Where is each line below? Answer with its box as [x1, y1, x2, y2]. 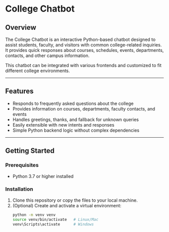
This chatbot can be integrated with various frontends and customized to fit [5, 63, 162, 68]
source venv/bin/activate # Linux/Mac [12, 217, 99, 222]
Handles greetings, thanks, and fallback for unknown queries [12, 117, 139, 123]
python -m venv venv [12, 212, 56, 217]
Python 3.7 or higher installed [12, 173, 74, 179]
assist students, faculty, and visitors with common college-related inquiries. [5, 42, 162, 48]
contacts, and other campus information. [5, 52, 90, 59]
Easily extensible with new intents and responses [12, 122, 115, 128]
